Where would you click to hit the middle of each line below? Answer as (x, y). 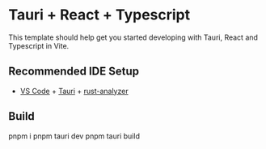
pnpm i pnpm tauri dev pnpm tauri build (74, 136)
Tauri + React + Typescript (99, 15)
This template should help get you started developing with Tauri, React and (133, 37)
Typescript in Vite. (39, 45)
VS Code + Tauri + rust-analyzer (74, 91)
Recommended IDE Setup (74, 72)
